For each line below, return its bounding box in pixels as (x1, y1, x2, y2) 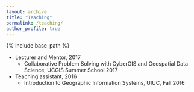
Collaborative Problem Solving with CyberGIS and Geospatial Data (23, 60, 189, 67)
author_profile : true (6, 25, 61, 32)
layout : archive (6, 8, 47, 15)
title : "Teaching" (6, 14, 52, 20)
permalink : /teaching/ (6, 20, 63, 26)
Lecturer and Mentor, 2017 (14, 54, 81, 61)
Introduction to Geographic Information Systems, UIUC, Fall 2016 (23, 79, 185, 87)
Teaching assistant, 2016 (14, 73, 77, 80)
